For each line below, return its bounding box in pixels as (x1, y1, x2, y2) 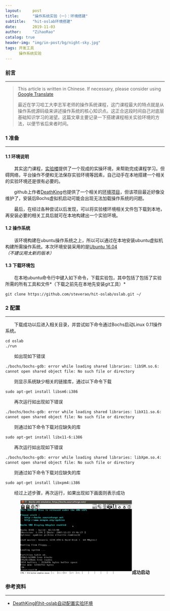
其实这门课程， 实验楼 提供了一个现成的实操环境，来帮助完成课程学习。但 (14, 166, 165, 172)
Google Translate (17, 91, 54, 97)
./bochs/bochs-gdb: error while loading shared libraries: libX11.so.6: (5, 410, 162, 415)
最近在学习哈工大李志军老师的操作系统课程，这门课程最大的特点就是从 (17, 101, 164, 107)
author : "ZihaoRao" (5, 29, 56, 35)
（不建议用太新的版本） (5, 250, 54, 256)
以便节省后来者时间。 (26, 120, 71, 127)
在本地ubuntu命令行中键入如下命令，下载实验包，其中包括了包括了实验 (14, 274, 162, 280)
